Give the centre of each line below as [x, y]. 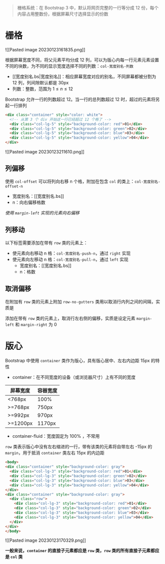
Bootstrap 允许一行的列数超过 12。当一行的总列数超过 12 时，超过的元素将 [80, 99]
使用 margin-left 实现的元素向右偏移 [42, 213]
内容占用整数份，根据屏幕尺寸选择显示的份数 [63, 14]
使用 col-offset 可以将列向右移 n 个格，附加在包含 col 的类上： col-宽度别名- [83, 181]
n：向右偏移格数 [29, 202]
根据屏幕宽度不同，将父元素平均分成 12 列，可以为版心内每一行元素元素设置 [82, 60]
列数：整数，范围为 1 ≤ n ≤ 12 [42, 89]
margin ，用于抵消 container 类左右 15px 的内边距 [55, 453]
